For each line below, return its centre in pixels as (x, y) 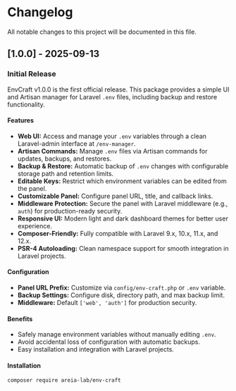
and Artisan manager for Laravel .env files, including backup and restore (112, 97)
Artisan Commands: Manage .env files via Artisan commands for (112, 151)
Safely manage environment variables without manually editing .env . (117, 335)
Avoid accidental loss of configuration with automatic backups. (109, 342)
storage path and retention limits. (66, 173)
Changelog (40, 12)
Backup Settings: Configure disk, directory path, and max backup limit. (121, 295)
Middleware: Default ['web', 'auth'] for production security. (107, 303)
